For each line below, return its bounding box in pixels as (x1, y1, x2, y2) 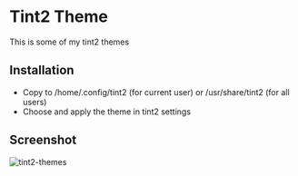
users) (22, 96, 47, 107)
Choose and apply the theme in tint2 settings (22, 106, 192, 117)
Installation (9, 63, 74, 78)
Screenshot (9, 132, 77, 148)
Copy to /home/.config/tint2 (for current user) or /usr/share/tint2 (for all (22, 86, 290, 97)
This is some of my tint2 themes (9, 36, 130, 47)
